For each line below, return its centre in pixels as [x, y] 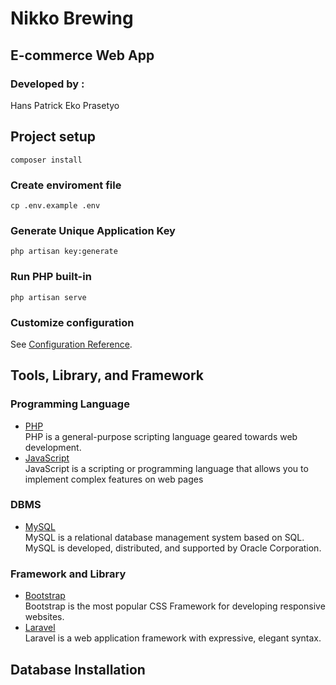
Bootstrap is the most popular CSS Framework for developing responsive [175, 606]
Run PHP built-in [51, 277]
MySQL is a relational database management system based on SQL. [164, 537]
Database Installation [78, 669]
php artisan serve [48, 297]
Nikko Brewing [72, 18]
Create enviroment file [66, 185]
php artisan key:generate [64, 252]
